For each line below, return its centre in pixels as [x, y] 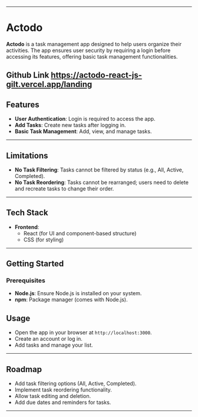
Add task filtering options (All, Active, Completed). [75, 384]
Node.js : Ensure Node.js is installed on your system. [78, 293]
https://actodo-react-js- [97, 75]
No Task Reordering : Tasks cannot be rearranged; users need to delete [101, 182]
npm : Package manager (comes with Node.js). [71, 300]
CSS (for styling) [44, 240]
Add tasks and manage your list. [54, 345]
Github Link [28, 75]
